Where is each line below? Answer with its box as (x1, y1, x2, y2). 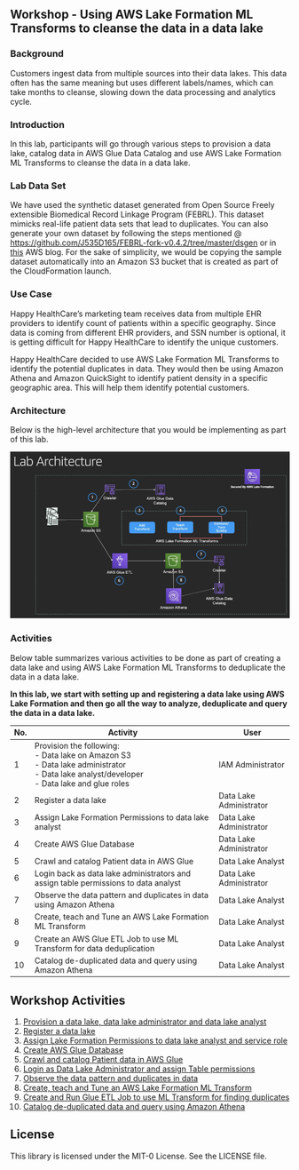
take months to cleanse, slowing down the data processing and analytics (10, 86, 276, 97)
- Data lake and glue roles (35, 777, 130, 789)
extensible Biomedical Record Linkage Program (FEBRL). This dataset (10, 209, 264, 220)
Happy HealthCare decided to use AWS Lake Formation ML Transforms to (10, 354, 279, 364)
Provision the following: (35, 740, 120, 751)
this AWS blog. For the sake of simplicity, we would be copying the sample (10, 247, 282, 258)
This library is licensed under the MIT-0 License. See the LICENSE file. (10, 1150, 267, 1161)
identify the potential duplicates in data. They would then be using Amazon (10, 363, 284, 374)
